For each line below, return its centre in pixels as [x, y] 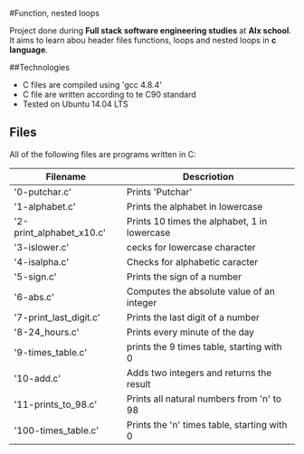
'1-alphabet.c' [45, 206]
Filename [66, 176]
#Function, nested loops [54, 13]
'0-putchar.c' [43, 192]
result [138, 383]
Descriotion [208, 176]
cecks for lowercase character [191, 247]
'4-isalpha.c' [42, 261]
